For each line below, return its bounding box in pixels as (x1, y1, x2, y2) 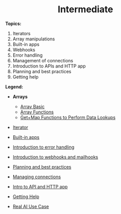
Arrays (12, 93, 28, 100)
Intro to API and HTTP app (12, 183, 68, 189)
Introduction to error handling (12, 144, 75, 150)
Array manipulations (12, 36, 55, 42)
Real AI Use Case (12, 203, 49, 209)
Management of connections (12, 57, 74, 63)
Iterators (12, 30, 31, 36)
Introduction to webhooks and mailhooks (12, 154, 98, 160)
